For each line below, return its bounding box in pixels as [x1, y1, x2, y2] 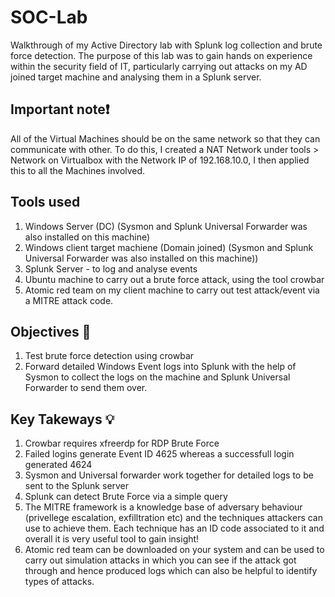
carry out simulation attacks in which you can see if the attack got [24, 554, 297, 566]
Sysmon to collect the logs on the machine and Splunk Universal [24, 371, 291, 383]
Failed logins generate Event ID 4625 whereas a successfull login [24, 448, 295, 460]
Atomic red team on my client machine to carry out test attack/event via [24, 284, 320, 296]
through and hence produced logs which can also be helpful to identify [24, 565, 318, 577]
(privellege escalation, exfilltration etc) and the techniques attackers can [24, 512, 323, 524]
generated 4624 [24, 459, 93, 471]
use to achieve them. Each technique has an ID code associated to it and [24, 522, 325, 535]
